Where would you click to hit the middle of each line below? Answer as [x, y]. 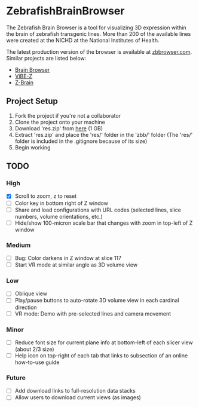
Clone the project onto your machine [60, 122]
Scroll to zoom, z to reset [46, 196]
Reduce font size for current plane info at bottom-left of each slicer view [104, 342]
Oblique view [31, 293]
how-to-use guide [37, 362]
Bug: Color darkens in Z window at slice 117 [68, 258]
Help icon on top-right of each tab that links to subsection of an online [101, 355]
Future [16, 378]
